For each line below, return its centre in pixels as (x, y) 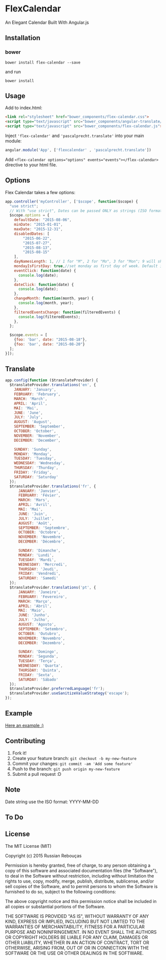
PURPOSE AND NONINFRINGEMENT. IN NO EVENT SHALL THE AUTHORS (81, 932)
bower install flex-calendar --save (43, 63)
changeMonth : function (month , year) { (54, 298)
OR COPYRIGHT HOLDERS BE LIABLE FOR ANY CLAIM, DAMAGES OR (77, 937)
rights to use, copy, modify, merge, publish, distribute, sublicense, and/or (80, 881)
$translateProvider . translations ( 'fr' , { (53, 486)
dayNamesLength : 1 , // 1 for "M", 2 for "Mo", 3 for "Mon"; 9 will (85, 262)
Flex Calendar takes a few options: (40, 192)
